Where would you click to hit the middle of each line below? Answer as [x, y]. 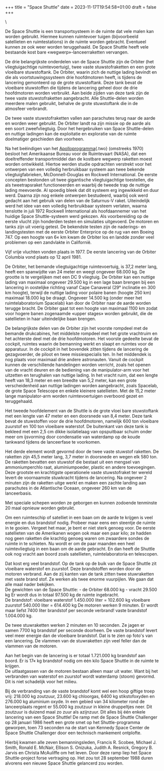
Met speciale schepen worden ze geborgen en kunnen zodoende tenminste [81, 503]
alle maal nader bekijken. [30, 584]
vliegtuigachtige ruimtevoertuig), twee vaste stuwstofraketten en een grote [80, 67]
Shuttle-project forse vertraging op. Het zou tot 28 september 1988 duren [79, 758]
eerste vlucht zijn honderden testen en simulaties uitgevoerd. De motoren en [82, 221]
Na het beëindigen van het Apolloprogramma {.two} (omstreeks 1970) [74, 148]
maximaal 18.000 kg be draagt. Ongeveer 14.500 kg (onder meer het [74, 298]
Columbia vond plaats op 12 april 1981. [43, 257]
